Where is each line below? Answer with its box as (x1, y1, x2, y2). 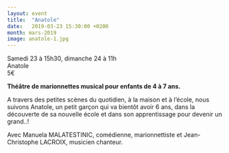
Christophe (7, 138, 39, 146)
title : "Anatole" (7, 16, 60, 23)
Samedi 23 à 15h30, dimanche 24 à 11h (7, 54, 117, 62)
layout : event (7, 10, 48, 17)
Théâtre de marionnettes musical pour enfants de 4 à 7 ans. (7, 82, 181, 91)
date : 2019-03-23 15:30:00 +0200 (7, 23, 109, 30)
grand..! (7, 117, 29, 126)
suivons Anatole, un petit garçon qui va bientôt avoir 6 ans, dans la (7, 103, 195, 111)
